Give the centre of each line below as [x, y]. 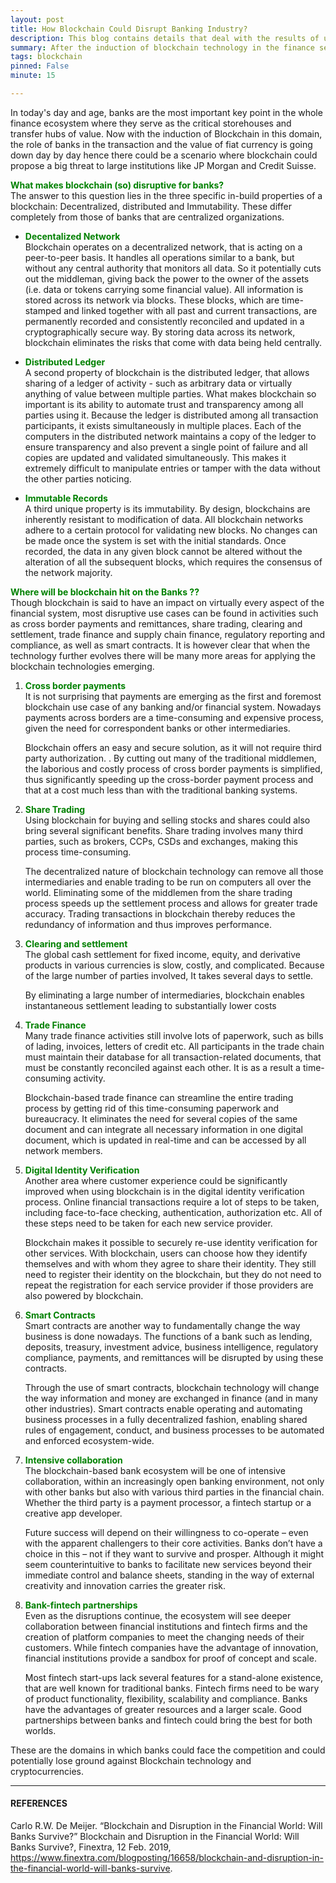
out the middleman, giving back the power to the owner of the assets [167, 278]
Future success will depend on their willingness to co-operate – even [166, 1532]
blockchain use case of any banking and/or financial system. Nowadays [173, 707]
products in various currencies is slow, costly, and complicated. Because [174, 965]
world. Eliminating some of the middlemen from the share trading [158, 892]
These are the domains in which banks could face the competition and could [168, 1750]
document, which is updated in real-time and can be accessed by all [165, 1140]
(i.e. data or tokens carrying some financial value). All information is [164, 289]
